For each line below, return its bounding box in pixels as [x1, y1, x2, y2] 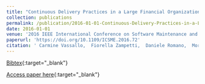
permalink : [6, 20, 34, 26]
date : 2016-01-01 [6, 25, 51, 32]
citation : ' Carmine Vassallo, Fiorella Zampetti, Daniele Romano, [6, 43, 187, 49]
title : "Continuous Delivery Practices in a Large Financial [6, 8, 165, 15]
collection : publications [6, 15, 72, 21]
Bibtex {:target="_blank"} [6, 59, 68, 66]
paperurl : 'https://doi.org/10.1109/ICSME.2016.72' [6, 37, 140, 43]
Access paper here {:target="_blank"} [6, 71, 100, 78]
